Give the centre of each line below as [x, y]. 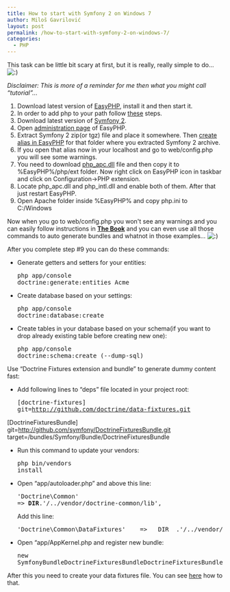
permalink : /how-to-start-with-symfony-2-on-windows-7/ [88, 33]
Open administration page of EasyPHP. [72, 128]
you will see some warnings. [57, 157]
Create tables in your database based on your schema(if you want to [114, 329]
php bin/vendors [44, 463]
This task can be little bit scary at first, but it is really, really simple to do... [111, 65]
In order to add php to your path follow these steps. [89, 113]
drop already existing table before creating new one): [92, 336]
